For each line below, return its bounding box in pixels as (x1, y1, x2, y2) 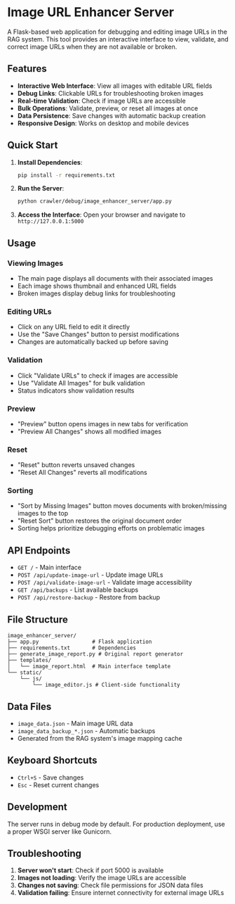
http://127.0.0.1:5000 (17, 218, 84, 225)
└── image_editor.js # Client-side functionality (32, 682, 180, 689)
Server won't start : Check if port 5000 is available (17, 866, 164, 874)
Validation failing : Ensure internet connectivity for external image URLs (17, 889, 224, 897)
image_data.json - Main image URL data (17, 719, 133, 727)
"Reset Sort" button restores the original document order (17, 516, 182, 525)
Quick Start (7, 139, 58, 151)
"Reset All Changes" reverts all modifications (17, 469, 147, 477)
